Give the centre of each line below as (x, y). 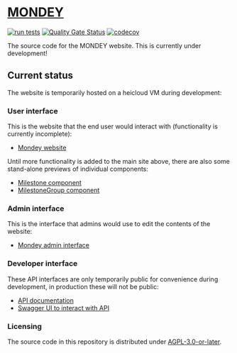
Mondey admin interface (54, 245)
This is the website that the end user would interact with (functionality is (113, 127)
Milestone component (49, 183)
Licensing (25, 326)
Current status (40, 75)
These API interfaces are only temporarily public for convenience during (113, 279)
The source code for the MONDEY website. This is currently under (104, 45)
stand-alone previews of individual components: (78, 169)
